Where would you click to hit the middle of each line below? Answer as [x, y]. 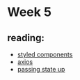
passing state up [41, 69]
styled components [45, 54]
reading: [26, 38]
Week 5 [30, 12]
